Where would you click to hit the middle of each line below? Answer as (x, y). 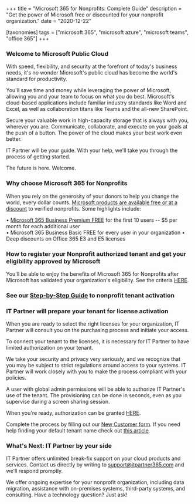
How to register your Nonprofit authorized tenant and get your (96, 253)
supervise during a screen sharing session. (58, 402)
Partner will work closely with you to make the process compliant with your (97, 371)
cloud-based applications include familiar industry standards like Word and (97, 103)
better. (14, 139)
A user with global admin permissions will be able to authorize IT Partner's (96, 389)
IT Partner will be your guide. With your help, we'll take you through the (92, 150)
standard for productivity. (37, 79)
